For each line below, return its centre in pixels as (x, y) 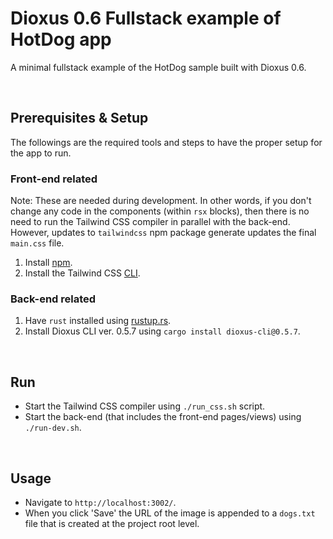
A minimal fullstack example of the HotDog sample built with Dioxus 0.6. (158, 67)
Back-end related (53, 299)
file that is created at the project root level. (112, 523)
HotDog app (61, 39)
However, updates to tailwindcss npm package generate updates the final (163, 233)
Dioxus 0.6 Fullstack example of (146, 18)
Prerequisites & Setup (79, 118)
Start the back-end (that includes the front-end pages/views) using (163, 417)
